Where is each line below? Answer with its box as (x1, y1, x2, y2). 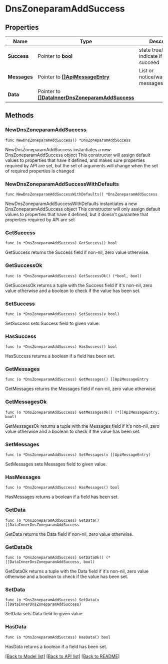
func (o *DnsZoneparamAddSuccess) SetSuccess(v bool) (5, 311, 120, 317)
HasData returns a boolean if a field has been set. (5, 643, 107, 649)
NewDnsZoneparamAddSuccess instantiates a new (5, 146, 111, 152)
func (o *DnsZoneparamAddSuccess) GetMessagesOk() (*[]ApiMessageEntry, (5, 410, 160, 415)
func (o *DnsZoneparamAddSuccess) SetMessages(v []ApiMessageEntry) (5, 452, 151, 457)
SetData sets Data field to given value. (5, 611, 84, 617)
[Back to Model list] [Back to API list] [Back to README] (5, 653, 120, 659)
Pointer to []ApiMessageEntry (37, 73, 110, 80)
